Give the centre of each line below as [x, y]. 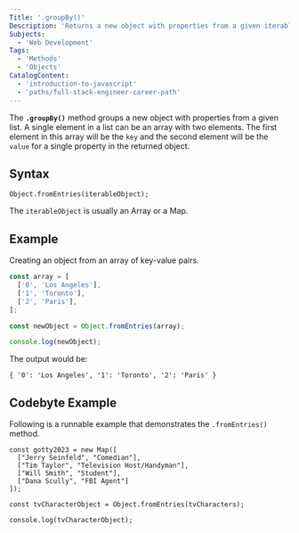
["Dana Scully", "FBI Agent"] [73, 481]
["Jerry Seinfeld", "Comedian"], [79, 458]
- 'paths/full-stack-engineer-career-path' [99, 92]
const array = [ [39, 277]
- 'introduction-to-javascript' [77, 84]
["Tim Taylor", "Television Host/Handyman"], [103, 466]
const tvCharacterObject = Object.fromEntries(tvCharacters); [127, 504]
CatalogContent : [39, 76]
